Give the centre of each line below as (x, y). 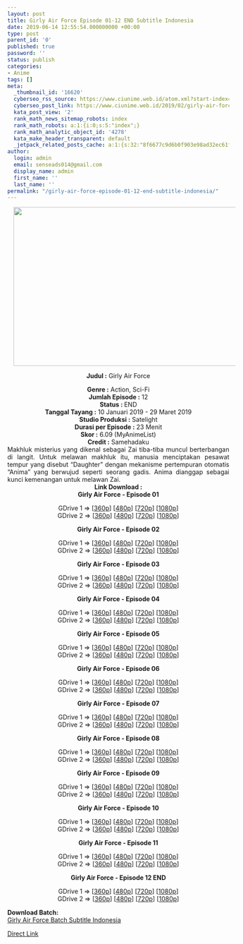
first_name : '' (36, 178)
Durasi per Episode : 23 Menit (118, 427)
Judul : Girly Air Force (118, 376)
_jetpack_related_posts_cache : (60, 145)
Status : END (118, 405)
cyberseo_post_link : (44, 106)
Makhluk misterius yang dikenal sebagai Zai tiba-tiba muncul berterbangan (118, 449)
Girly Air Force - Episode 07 (118, 703)
